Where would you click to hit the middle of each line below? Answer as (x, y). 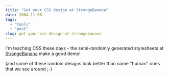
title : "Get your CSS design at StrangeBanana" (57, 10)
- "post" (19, 29)
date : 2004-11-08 (24, 15)
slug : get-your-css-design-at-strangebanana (53, 34)
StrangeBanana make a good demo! (43, 54)
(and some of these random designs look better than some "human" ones (83, 63)
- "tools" (20, 24)
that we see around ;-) (29, 69)
